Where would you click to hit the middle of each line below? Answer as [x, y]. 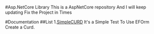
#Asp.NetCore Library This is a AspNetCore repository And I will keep [76, 7]
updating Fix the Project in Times [39, 12]
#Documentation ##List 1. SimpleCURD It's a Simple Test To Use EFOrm [77, 22]
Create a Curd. [20, 27]
